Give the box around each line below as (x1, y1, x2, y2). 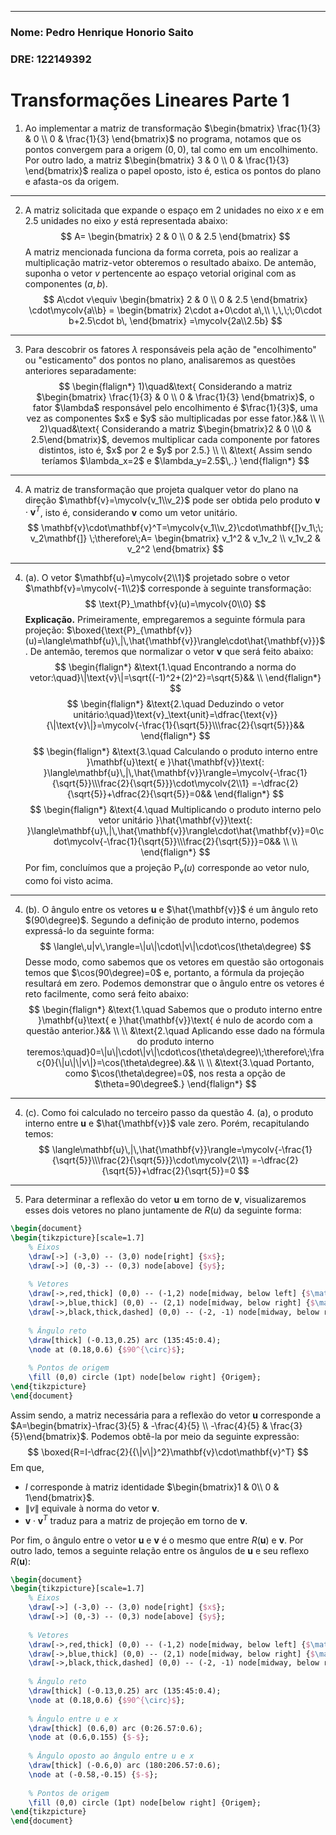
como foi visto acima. (24, 875, 114, 887)
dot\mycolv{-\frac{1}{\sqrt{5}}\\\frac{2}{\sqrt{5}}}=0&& (53, 836, 282, 848)
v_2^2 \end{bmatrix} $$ (126, 543, 225, 555)
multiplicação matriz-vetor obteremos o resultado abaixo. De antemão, (24, 256, 317, 268)
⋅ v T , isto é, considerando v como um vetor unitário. (24, 504, 238, 518)
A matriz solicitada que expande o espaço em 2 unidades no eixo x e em (24, 204, 325, 216)
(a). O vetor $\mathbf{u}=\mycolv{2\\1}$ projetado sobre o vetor (24, 572, 290, 584)
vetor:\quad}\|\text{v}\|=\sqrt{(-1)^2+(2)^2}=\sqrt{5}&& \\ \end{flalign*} (29, 672, 322, 684)
